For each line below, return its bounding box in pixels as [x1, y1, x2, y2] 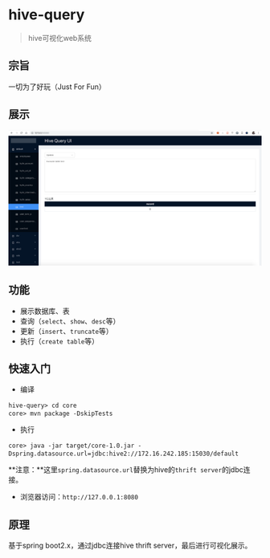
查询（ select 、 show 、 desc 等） [19, 316, 121, 326]
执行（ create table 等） [19, 336, 99, 346]
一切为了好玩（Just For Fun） [8, 82, 106, 92]
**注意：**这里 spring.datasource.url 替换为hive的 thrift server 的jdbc [8, 465, 243, 475]
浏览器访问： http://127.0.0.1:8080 [19, 492, 139, 502]
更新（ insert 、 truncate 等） [19, 326, 114, 336]
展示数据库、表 [19, 306, 70, 316]
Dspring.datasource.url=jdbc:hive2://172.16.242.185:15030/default [8, 450, 239, 458]
